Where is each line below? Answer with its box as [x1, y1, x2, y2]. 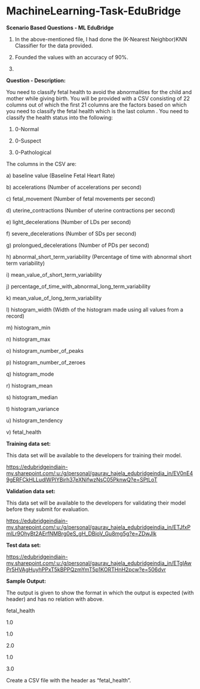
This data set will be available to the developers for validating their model [6, 499, 186, 506]
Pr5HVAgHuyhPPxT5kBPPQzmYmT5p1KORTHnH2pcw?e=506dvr [6, 566, 166, 573]
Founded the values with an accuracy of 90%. [14, 53, 128, 61]
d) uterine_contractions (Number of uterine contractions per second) [6, 207, 176, 214]
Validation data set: [6, 487, 56, 495]
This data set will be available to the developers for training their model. [6, 451, 182, 459]
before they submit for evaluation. [6, 505, 90, 513]
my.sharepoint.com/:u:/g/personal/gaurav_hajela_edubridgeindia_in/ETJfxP [6, 523, 191, 531]
